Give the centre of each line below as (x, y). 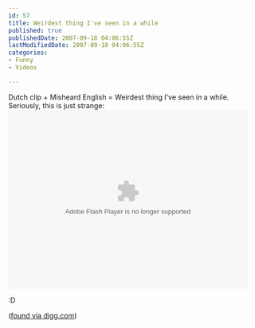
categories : (28, 53)
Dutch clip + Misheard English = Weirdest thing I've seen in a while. (119, 97)
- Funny (21, 61)
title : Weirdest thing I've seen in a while (83, 23)
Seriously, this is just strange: (57, 105)
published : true (35, 30)
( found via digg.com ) (43, 315)
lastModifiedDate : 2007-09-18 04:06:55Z (76, 45)
